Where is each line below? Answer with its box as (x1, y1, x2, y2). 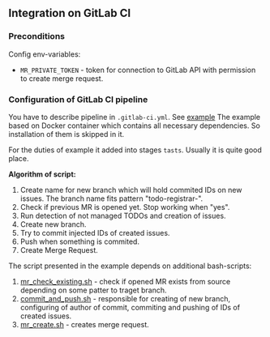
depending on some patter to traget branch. (19, 285, 168, 295)
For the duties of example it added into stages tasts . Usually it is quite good (8, 145, 262, 155)
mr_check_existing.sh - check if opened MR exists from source (19, 276, 231, 286)
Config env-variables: (8, 49, 81, 59)
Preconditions (8, 31, 66, 42)
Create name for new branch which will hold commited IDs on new (19, 185, 242, 194)
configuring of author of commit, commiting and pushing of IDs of (19, 302, 241, 312)
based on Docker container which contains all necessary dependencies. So (8, 121, 261, 130)
